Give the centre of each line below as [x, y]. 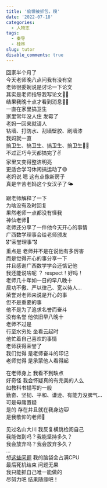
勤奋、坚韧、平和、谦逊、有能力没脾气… [54, 394]
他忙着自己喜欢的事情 [31, 338]
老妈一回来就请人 [26, 123]
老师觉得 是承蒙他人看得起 [37, 361]
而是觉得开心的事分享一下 [37, 258]
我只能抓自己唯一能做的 [34, 472]
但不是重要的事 [24, 302]
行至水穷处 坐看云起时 [32, 331]
